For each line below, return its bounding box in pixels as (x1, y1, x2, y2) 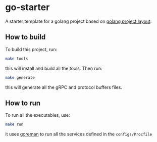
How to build (5, 33, 46, 41)
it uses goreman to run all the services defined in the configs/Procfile (5, 131, 152, 137)
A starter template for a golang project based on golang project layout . (5, 18, 152, 24)
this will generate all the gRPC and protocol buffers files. (5, 84, 123, 90)
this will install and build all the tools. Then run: (5, 65, 102, 71)
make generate (5, 75, 35, 80)
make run (5, 122, 24, 127)
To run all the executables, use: (5, 112, 71, 118)
